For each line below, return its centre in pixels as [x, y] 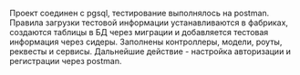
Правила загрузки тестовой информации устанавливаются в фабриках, [149, 23]
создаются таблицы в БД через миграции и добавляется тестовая [139, 32]
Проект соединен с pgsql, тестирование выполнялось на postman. [140, 13]
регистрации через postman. [66, 61]
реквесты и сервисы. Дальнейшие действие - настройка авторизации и [150, 52]
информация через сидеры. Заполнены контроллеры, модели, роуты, [146, 42]
